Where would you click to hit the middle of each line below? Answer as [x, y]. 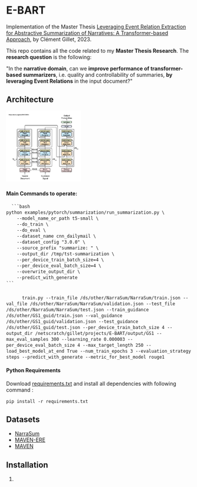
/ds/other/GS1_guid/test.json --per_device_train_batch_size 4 [86, 328]
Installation [27, 465]
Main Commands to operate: [42, 193]
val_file [17, 304]
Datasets [23, 419]
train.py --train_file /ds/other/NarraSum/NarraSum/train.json [101, 298]
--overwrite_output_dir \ [49, 272]
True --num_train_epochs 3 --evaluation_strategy [129, 351]
